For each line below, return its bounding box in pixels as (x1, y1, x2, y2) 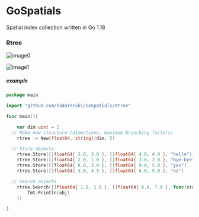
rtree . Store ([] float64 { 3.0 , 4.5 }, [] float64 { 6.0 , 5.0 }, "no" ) (17, 168, 184, 174)
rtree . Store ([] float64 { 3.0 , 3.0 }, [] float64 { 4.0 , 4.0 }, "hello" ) (17, 151, 192, 158)
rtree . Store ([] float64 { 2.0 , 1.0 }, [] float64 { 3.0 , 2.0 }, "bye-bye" (17, 157, 195, 163)
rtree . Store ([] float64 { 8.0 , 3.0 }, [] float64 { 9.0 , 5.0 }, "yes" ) (17, 162, 187, 168)
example (6, 77, 28, 84)
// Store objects (11, 146, 54, 152)
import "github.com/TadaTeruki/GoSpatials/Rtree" (6, 103, 131, 109)
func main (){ (6, 113, 38, 119)
